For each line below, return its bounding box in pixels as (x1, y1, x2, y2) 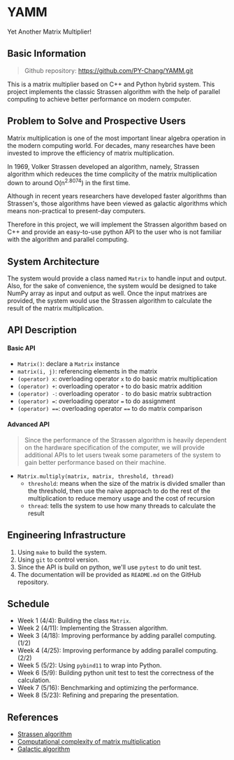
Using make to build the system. (17, 548, 107, 556)
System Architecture (7, 255, 100, 267)
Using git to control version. (17, 555, 100, 564)
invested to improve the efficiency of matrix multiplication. (7, 149, 175, 157)
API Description (7, 324, 77, 337)
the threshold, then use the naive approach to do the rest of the (27, 487, 211, 495)
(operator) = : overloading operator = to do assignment (17, 397, 176, 405)
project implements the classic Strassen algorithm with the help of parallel (7, 87, 221, 95)
